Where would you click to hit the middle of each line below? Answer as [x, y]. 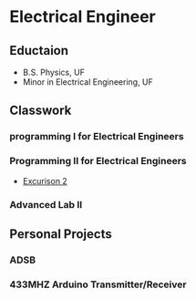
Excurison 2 [45, 180]
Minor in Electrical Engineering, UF [88, 82]
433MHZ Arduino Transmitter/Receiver [98, 284]
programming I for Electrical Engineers [97, 137]
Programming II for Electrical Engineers [98, 161]
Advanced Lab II [46, 204]
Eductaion [39, 51]
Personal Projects [61, 234]
